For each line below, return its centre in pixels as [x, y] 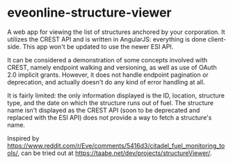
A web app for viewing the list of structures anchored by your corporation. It [116, 32]
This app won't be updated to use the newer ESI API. [98, 46]
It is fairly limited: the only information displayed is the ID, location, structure [116, 95]
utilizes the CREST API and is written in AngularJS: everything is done [107, 39]
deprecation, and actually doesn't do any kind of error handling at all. [106, 82]
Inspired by [23, 138]
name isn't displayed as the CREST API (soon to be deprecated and [104, 110]
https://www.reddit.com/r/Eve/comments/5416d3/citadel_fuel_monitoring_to [116, 145]
